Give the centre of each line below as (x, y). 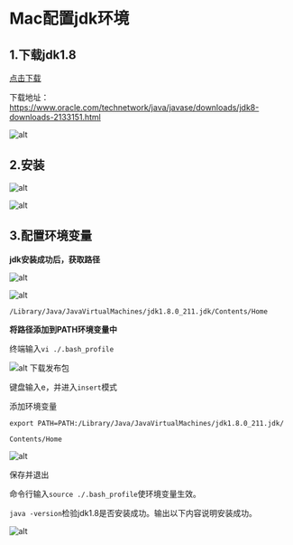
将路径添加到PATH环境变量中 (63, 329)
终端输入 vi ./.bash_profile (62, 348)
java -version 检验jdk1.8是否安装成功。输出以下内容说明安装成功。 (133, 512)
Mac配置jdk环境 (69, 19)
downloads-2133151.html (55, 117)
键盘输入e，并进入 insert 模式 (64, 387)
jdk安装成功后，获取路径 (55, 259)
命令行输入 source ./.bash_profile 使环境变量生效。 (105, 493)
